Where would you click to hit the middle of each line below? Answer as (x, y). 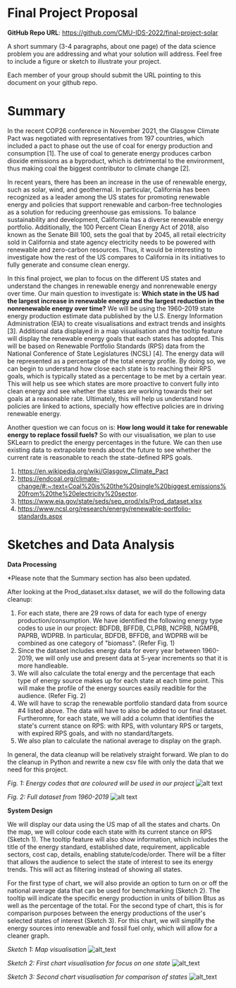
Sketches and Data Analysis (91, 545)
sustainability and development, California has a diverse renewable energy (116, 219)
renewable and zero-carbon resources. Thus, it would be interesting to (110, 250)
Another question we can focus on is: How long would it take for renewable (118, 427)
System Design (30, 810)
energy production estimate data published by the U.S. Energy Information (115, 315)
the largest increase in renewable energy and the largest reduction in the (116, 301)
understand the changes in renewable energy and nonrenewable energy (112, 286)
